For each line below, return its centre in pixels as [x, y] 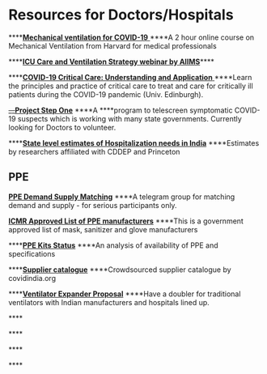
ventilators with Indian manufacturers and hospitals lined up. [109, 302]
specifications [32, 253]
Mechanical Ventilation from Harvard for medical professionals [112, 45]
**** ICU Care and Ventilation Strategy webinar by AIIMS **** [111, 62]
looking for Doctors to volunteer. [62, 127]
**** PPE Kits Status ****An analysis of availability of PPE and [113, 245]
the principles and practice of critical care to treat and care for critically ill [131, 86]
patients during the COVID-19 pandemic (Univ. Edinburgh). [106, 94]
